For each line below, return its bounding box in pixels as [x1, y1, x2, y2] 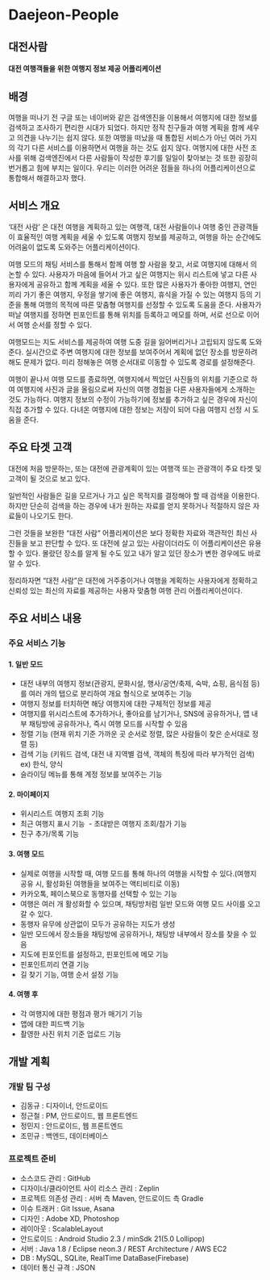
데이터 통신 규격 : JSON [19, 1262, 95, 1272]
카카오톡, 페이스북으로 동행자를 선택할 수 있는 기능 [19, 889, 177, 898]
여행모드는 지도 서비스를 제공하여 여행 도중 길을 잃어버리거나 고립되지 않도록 [8, 337, 247, 346]
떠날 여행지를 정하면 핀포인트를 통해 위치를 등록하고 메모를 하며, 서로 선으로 [8, 309, 245, 320]
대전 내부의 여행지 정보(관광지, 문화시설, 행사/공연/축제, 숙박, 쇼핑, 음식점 [19, 679, 250, 688]
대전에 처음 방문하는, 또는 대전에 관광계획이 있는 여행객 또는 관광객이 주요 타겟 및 [8, 463, 262, 473]
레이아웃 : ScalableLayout [19, 1224, 104, 1233]
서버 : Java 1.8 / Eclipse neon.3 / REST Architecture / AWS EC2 [19, 1244, 227, 1253]
